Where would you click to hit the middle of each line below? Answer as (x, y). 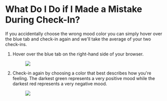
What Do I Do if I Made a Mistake (74, 9)
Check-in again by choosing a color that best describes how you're (82, 73)
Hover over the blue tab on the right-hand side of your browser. (78, 54)
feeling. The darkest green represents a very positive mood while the (84, 78)
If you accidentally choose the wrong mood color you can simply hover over (84, 33)
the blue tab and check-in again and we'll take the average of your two (78, 39)
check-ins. (16, 44)
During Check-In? (43, 20)
